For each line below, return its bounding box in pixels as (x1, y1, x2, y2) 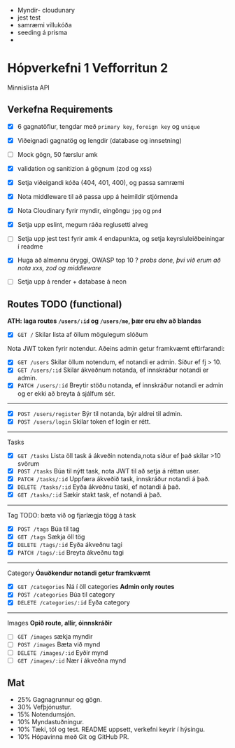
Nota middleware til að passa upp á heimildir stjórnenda (17, 193, 178, 201)
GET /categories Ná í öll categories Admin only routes (17, 583, 175, 591)
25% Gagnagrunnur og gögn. (17, 695, 103, 704)
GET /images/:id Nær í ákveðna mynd (17, 656, 127, 665)
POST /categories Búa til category (17, 590, 115, 599)
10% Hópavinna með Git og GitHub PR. (17, 733, 129, 741)
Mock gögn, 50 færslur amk (17, 150, 98, 158)
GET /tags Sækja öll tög (17, 532, 85, 541)
